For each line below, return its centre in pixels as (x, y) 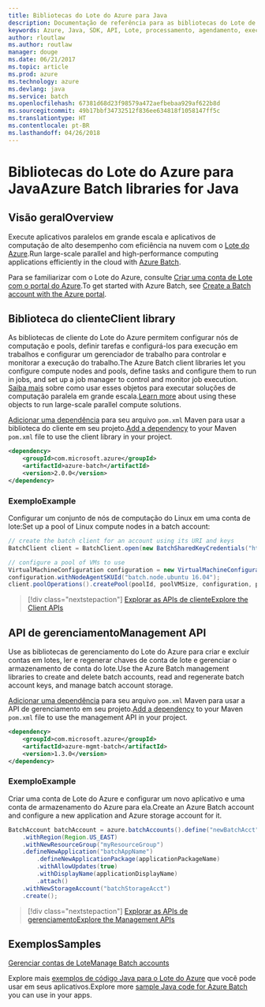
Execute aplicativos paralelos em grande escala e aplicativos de (112, 237)
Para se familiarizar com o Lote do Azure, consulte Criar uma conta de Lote (131, 277)
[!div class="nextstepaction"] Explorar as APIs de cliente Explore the (138, 600)
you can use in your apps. (50, 995)
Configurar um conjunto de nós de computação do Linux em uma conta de (129, 518)
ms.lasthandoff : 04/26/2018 (54, 133)
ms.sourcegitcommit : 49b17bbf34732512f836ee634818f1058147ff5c (114, 111)
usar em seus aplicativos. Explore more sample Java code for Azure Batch (128, 986)
